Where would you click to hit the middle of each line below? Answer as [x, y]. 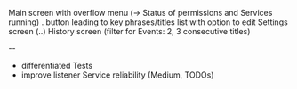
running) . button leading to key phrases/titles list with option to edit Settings [148, 22]
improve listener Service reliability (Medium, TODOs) [117, 75]
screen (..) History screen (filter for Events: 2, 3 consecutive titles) [129, 31]
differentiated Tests [57, 66]
